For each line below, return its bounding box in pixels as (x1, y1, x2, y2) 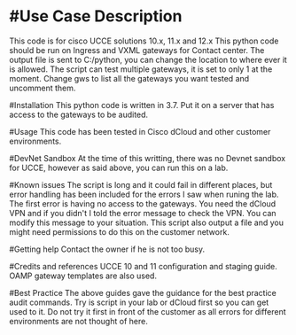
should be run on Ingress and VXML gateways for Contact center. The (9, 44, 265, 55)
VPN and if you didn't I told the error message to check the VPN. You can (9, 207, 277, 218)
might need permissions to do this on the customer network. (9, 226, 230, 237)
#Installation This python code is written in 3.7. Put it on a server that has (9, 99, 275, 110)
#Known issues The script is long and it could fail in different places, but (9, 179, 273, 190)
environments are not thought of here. (9, 316, 148, 326)
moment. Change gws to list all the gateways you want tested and (9, 73, 250, 83)
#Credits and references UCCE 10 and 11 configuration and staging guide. (9, 261, 277, 271)
